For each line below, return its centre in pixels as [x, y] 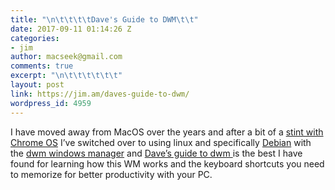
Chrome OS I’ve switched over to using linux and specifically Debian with [161, 142]
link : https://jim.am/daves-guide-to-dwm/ [100, 94]
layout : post [37, 85]
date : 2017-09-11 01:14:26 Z [71, 29]
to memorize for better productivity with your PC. [111, 174]
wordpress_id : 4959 [51, 103]
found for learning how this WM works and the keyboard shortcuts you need [167, 163]
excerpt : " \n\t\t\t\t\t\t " [66, 76]
